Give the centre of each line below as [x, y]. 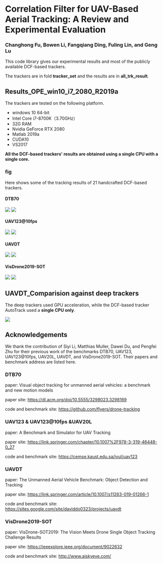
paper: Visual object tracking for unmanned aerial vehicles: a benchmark [78, 385]
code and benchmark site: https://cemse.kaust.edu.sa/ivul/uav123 [71, 456]
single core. [17, 159]
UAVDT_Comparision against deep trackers [72, 293]
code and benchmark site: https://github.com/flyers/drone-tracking [72, 409]
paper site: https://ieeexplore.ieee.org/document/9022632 [64, 547]
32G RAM [22, 124]
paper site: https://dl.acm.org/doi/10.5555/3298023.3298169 [66, 400]
